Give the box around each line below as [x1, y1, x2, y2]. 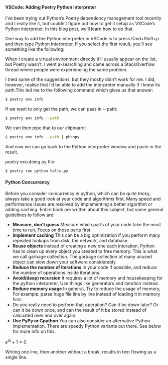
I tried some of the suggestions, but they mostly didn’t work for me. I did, [5, 76, 156, 82]
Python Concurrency [5, 179, 50, 186]
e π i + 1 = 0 [5, 338, 27, 345]
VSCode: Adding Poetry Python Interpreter [5, 4, 97, 10]
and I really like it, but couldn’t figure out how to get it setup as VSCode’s [5, 21, 155, 27]
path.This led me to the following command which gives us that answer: [5, 87, 153, 93]
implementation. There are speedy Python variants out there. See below [12, 323, 161, 329]
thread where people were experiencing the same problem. [5, 67, 128, 73]
